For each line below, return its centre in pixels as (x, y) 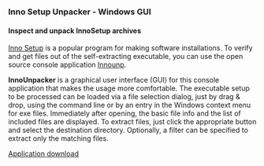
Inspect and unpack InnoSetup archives (75, 31)
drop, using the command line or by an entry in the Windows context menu (130, 105)
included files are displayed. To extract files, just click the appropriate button (132, 122)
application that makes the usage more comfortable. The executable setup (129, 88)
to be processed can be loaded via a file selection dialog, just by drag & (124, 97)
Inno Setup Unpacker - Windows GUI (80, 12)
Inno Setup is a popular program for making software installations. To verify (131, 48)
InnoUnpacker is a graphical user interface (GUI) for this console (114, 80)
